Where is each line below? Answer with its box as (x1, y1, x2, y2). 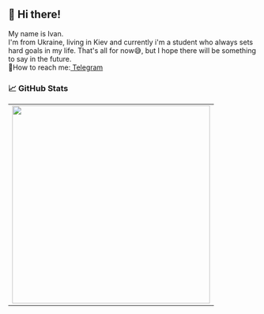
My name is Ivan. (8, 28, 64, 38)
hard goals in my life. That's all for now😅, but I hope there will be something (8, 45, 257, 55)
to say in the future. (8, 54, 72, 63)
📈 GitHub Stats (8, 82, 69, 93)
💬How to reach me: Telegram (8, 62, 104, 72)
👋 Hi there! (8, 8, 62, 21)
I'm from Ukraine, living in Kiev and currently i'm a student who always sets (8, 37, 254, 47)
